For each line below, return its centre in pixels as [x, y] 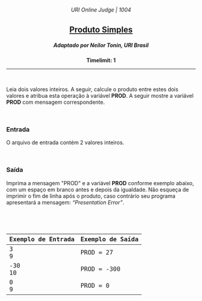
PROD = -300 [100, 269]
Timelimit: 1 [101, 60]
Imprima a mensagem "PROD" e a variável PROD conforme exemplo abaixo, [100, 183]
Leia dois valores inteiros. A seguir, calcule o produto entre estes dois [92, 89]
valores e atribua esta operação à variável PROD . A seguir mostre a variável [100, 96]
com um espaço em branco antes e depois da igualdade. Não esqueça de [98, 189]
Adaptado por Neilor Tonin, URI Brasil [101, 45]
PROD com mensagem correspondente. [56, 102]
